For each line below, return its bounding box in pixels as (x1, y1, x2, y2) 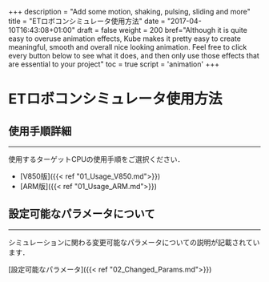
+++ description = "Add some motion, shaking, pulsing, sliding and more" (8, 7, 251, 16)
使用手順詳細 (8, 124, 72, 138)
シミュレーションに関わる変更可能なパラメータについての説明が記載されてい (8, 237, 260, 247)
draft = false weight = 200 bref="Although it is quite (77, 26, 248, 34)
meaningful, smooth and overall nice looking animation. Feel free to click (8, 42, 247, 51)
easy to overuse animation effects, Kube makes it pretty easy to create (8, 34, 242, 43)
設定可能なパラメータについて (8, 207, 155, 221)
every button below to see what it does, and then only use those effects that (8, 51, 260, 60)
